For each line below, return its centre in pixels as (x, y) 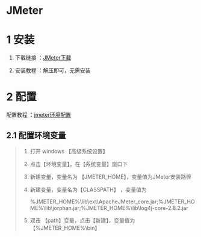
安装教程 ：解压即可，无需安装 (53, 70)
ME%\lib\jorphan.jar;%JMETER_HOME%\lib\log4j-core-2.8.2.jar (109, 208)
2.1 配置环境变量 (36, 136)
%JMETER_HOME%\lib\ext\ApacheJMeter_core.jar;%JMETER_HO (113, 202)
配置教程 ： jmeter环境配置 (39, 115)
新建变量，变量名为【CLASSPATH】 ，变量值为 (88, 189)
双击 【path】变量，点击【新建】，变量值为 (82, 220)
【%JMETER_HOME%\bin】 (65, 228)
